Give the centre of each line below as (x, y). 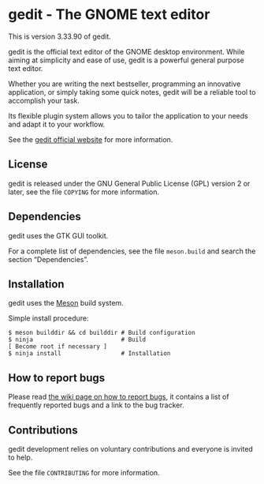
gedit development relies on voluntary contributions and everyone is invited (131, 449)
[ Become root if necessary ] (58, 347)
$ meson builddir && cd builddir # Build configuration (102, 333)
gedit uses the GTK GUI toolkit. (58, 235)
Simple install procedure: (48, 318)
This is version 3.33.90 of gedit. (60, 36)
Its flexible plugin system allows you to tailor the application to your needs (128, 115)
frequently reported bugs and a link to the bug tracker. (96, 405)
